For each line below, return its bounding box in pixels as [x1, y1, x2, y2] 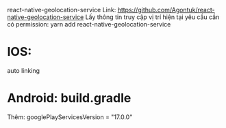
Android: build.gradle [7, 91, 131, 106]
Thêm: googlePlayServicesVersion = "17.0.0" [7, 112, 133, 121]
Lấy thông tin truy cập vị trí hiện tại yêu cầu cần [85, 13, 220, 21]
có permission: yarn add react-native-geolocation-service [7, 20, 171, 28]
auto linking [7, 66, 40, 74]
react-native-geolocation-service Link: [7, 6, 116, 14]
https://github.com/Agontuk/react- [117, 6, 215, 14]
